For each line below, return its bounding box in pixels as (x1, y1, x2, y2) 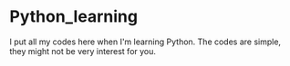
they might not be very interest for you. (9, 45, 157, 56)
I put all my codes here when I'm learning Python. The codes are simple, (9, 36, 281, 47)
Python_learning (9, 6, 139, 27)
